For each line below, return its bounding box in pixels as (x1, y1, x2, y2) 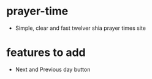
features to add (6, 46, 86, 60)
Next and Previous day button (15, 66, 91, 73)
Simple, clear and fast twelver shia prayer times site (15, 24, 146, 32)
